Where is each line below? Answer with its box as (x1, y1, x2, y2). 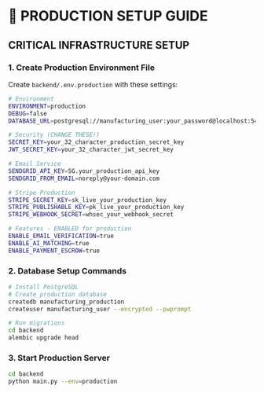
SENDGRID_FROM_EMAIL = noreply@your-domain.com (8, 174, 159, 182)
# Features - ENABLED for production (8, 225, 132, 233)
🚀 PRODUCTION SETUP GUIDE (8, 7, 208, 25)
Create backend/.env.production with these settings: (8, 79, 178, 89)
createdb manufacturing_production (8, 298, 125, 306)
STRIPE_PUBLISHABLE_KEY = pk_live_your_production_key (8, 204, 185, 211)
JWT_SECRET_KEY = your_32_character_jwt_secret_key (8, 145, 174, 154)
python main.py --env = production (8, 377, 118, 386)
